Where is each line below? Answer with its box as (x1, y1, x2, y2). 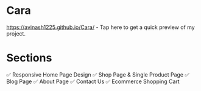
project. (6, 30, 26, 37)
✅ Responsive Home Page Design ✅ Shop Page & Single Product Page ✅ (6, 71, 190, 78)
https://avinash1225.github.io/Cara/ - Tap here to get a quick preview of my (6, 24, 195, 31)
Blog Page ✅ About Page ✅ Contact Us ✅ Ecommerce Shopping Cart (6, 78, 180, 85)
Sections (6, 51, 52, 65)
